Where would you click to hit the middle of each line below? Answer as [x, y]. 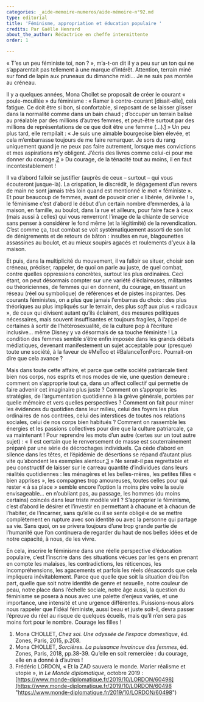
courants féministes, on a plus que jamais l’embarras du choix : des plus [97, 300]
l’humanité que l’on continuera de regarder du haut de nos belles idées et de [102, 532]
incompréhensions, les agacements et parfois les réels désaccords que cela [102, 570]
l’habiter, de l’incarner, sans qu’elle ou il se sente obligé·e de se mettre [94, 513]
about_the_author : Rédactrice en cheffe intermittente [77, 35]
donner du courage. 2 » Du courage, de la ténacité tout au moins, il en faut [99, 159]
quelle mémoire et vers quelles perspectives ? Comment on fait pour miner [100, 403]
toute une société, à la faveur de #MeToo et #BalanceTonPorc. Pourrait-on [99, 352]
